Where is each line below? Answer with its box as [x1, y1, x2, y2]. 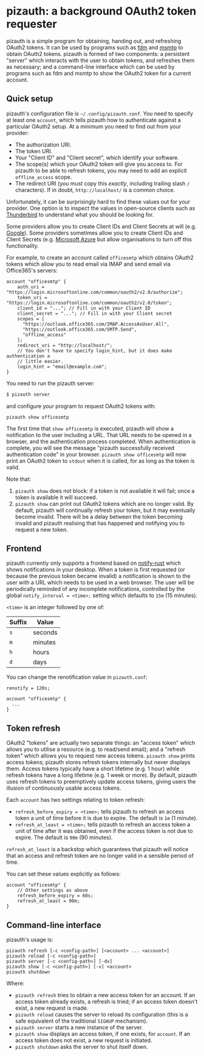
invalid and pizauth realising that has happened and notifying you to [15, 519, 185, 526]
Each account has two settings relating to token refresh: [6, 796, 145, 804]
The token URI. [15, 147, 53, 154]
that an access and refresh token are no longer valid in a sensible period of [6, 852, 194, 860]
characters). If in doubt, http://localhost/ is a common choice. [15, 186, 175, 193]
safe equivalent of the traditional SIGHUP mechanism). [15, 1017, 148, 1025]
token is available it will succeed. [15, 494, 98, 501]
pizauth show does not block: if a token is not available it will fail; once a [15, 487, 195, 494]
